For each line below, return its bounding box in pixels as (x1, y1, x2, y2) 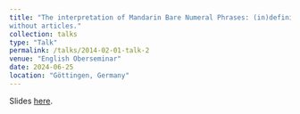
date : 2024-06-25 (9, 63, 74, 72)
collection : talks (9, 29, 78, 38)
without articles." (9, 21, 82, 30)
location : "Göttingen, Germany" (9, 71, 129, 80)
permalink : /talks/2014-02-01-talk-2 (9, 46, 150, 55)
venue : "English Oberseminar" (9, 54, 122, 63)
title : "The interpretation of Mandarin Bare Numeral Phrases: (9, 12, 250, 22)
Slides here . (9, 95, 54, 106)
